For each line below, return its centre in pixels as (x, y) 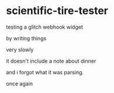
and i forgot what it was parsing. (45, 72)
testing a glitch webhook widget (44, 27)
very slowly (20, 49)
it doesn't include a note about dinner (51, 61)
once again (20, 84)
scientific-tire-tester (57, 11)
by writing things (26, 38)
